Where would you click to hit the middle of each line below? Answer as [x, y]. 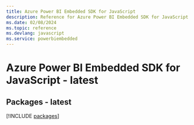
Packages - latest [39, 102]
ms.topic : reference [32, 28]
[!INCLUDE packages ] [33, 116]
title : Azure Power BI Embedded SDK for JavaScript [71, 11]
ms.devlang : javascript [35, 33]
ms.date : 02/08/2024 [32, 22]
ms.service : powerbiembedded [42, 39]
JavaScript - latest [52, 80]
